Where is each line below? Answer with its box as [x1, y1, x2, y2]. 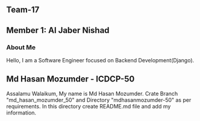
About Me [6, 43, 36, 52]
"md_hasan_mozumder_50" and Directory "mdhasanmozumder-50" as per [6, 96, 192, 104]
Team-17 [6, 5, 40, 15]
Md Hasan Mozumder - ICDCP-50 [6, 74, 135, 84]
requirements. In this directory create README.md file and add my [6, 102, 171, 110]
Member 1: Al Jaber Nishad [6, 25, 110, 35]
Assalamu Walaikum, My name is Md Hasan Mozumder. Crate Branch [6, 90, 178, 97]
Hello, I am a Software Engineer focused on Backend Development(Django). [6, 57, 195, 64]
